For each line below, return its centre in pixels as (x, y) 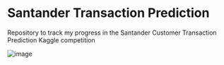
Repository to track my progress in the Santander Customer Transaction (112, 32)
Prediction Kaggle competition (51, 40)
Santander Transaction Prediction (108, 13)
